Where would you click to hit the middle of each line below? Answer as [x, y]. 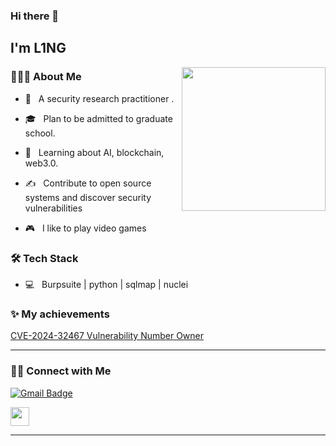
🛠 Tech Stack [44, 258]
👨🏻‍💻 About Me [46, 77]
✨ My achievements [60, 314]
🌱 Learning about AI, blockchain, [94, 152]
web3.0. [41, 163]
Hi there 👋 [35, 16]
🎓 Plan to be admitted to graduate [98, 118]
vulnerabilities [53, 208]
